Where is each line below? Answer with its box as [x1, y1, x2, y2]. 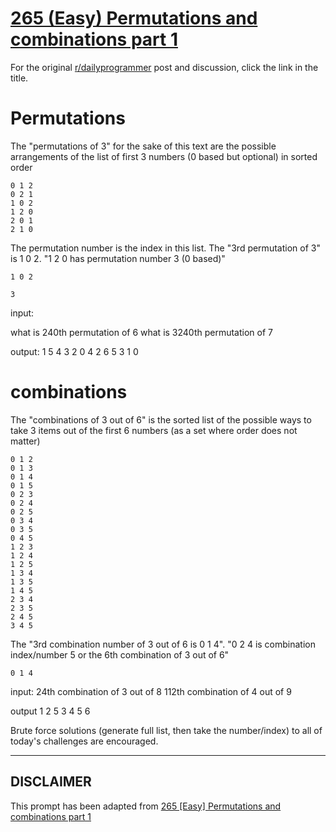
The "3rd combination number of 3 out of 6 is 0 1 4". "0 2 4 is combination [10, 638, 316, 650]
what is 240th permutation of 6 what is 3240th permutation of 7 [10, 326, 273, 338]
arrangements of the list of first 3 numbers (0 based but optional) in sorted [10, 150, 318, 162]
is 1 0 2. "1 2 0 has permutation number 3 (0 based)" [10, 252, 226, 264]
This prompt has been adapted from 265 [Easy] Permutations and [10, 800, 282, 812]
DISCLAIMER [10, 773, 92, 791]
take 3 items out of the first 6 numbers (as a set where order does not [10, 424, 298, 436]
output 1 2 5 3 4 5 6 [10, 705, 91, 717]
